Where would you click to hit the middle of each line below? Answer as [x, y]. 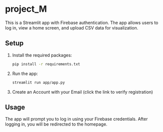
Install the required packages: [42, 55]
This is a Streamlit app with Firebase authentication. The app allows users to [82, 23]
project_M [26, 9]
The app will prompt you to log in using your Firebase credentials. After [76, 119]
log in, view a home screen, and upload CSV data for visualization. [72, 27]
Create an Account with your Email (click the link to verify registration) [82, 92]
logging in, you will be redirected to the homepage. [56, 124]
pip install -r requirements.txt [46, 64]
